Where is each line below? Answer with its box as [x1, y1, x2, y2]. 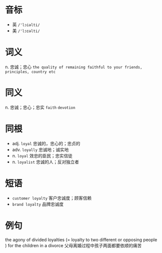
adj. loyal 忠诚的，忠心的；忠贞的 [12, 140, 81, 146]
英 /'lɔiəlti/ [12, 22, 40, 27]
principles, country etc [5, 69, 56, 74]
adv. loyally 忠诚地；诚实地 [12, 147, 69, 152]
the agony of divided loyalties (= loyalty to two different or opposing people [5, 236, 158, 243]
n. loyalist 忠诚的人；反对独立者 [12, 159, 79, 165]
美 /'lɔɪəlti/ [12, 27, 40, 33]
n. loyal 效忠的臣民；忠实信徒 [12, 152, 72, 158]
